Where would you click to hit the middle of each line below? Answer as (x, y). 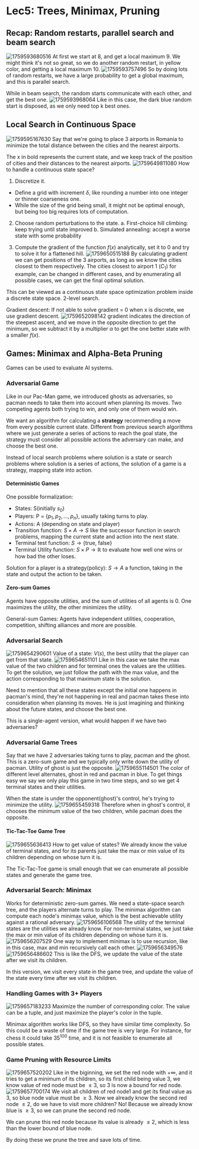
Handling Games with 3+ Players (54, 993)
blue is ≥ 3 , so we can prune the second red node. (69, 1110)
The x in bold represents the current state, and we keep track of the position (99, 156)
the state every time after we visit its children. (62, 978)
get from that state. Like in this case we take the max (93, 660)
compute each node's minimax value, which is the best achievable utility (95, 916)
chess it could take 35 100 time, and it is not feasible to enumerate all (89, 1037)
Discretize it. (30, 181)
